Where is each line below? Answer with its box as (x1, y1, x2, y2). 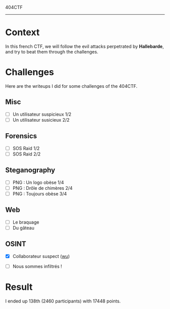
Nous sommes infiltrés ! (12, 263, 62, 269)
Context (5, 27, 40, 38)
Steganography (5, 166, 56, 175)
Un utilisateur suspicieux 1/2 (12, 111, 72, 117)
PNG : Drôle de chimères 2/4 (12, 185, 73, 191)
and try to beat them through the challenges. (5, 48, 99, 55)
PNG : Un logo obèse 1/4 (12, 179, 64, 185)
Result (5, 281, 33, 292)
